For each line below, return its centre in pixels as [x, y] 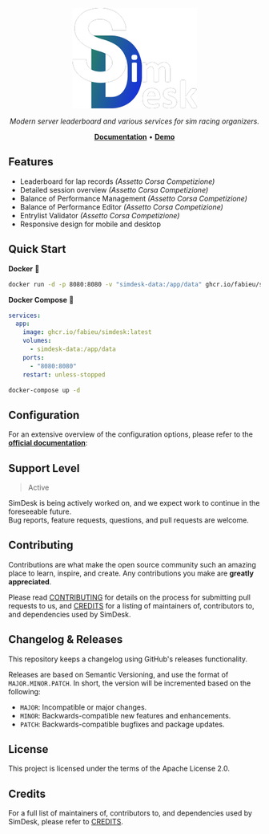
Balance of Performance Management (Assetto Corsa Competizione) [134, 198]
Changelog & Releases [66, 639]
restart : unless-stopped [64, 374]
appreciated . [30, 581]
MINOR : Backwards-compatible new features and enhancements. [125, 715]
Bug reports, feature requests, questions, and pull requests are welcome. [129, 520]
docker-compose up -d [44, 390]
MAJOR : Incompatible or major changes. [83, 707]
